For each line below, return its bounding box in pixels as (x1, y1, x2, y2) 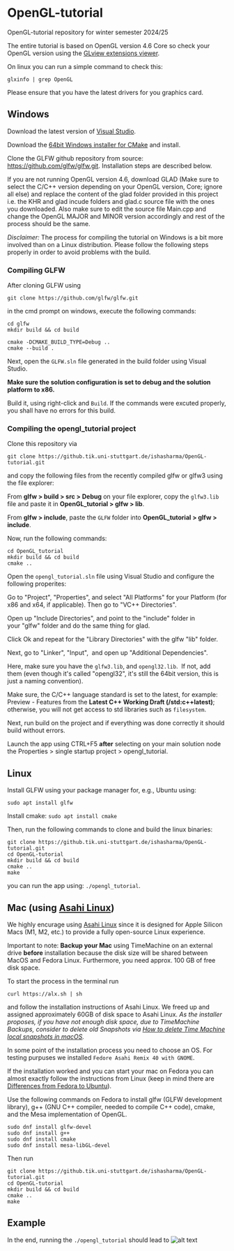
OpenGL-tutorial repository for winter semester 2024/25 (7, 28, 169, 36)
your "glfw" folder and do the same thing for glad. (7, 621, 150, 630)
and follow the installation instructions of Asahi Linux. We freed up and (7, 1002, 210, 1011)
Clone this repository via (7, 440, 78, 448)
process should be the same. (7, 219, 91, 228)
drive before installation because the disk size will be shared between (7, 948, 208, 957)
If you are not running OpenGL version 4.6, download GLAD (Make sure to (7, 175, 219, 183)
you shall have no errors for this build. (7, 406, 116, 415)
